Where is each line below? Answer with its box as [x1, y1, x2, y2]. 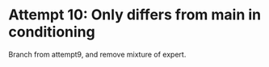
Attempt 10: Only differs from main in [8, 6, 261, 24]
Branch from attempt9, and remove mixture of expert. [8, 49, 187, 59]
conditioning [8, 23, 95, 41]
